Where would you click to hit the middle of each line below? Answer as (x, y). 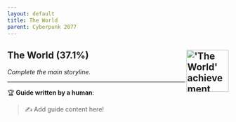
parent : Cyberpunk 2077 (42, 27)
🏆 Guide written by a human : (51, 93)
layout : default (31, 14)
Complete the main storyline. (49, 72)
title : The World (33, 20)
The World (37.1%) (48, 55)
